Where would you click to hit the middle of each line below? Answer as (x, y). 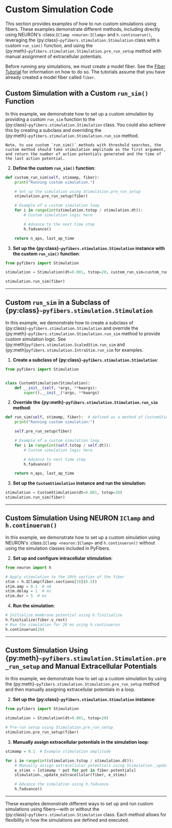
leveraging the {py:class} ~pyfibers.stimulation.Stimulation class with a (82, 40)
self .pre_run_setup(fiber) (43, 431)
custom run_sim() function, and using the (49, 45)
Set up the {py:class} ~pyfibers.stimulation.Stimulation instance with (89, 248)
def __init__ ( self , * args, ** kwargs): (56, 388)
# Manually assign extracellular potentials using (70, 765)
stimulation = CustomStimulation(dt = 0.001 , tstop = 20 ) (64, 493)
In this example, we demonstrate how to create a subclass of (69, 322)
